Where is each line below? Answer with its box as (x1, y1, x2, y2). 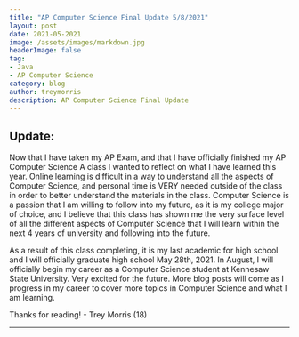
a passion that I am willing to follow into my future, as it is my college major (9, 199, 284, 210)
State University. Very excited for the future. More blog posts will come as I (9, 273, 285, 285)
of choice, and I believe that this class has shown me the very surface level (9, 209, 285, 220)
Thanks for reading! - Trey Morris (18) (9, 309, 148, 320)
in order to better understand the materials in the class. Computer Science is (9, 190, 289, 201)
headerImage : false (9, 46, 82, 55)
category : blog (9, 79, 66, 88)
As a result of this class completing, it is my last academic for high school (9, 245, 279, 256)
